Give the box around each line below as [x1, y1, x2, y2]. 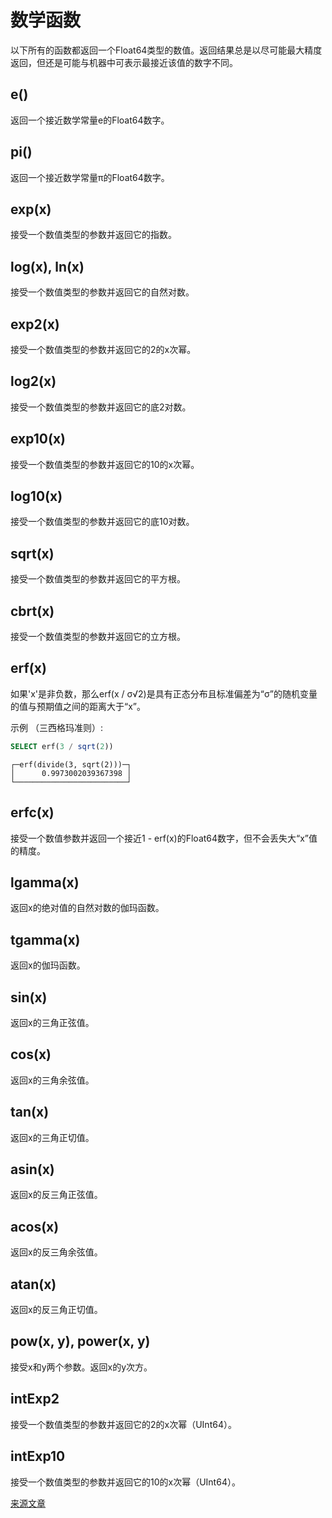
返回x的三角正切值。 [10, 1131, 95, 1143]
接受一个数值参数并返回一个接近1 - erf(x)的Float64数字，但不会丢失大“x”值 [10, 832, 318, 844]
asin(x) [10, 1161, 55, 1178]
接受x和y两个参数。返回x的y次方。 [10, 1361, 153, 1373]
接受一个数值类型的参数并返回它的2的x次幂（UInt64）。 [10, 1418, 237, 1430]
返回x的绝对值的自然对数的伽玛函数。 [10, 902, 165, 914]
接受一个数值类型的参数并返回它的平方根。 [10, 573, 186, 585]
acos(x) [10, 1218, 60, 1235]
